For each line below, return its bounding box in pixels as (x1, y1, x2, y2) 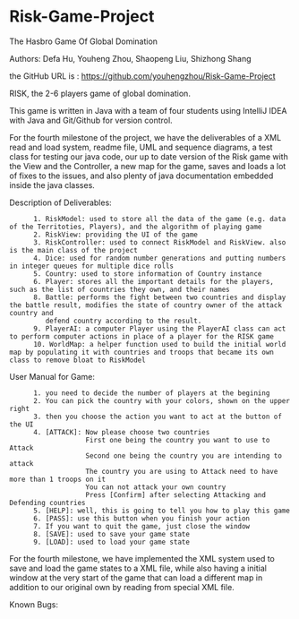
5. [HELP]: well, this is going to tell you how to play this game (32, 506, 291, 515)
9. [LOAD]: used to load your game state (32, 537, 191, 546)
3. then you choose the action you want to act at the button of (32, 412, 282, 421)
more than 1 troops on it (9, 475, 106, 484)
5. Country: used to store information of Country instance (32, 269, 262, 279)
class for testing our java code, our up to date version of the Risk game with (9, 150, 288, 162)
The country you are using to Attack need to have (85, 467, 278, 476)
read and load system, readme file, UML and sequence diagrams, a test (9, 142, 273, 152)
